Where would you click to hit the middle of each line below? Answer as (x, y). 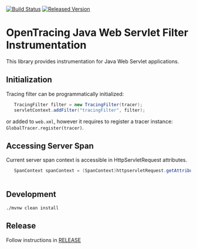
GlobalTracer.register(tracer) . (45, 127)
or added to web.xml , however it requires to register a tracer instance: (89, 121)
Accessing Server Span (50, 146)
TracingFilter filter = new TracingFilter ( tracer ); (78, 105)
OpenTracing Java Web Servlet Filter (97, 33)
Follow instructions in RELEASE (43, 240)
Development (31, 194)
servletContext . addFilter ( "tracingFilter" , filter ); (79, 110)
